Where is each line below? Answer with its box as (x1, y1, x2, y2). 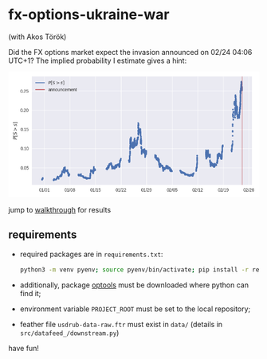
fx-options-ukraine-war (8, 6, 170, 24)
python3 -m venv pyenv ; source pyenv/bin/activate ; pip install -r (19, 265, 249, 274)
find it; (19, 288, 41, 298)
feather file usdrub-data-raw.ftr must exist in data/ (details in (19, 319, 223, 329)
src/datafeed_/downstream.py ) (19, 328, 120, 338)
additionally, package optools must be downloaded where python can (19, 280, 249, 290)
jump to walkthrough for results (8, 205, 112, 214)
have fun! (8, 343, 40, 353)
